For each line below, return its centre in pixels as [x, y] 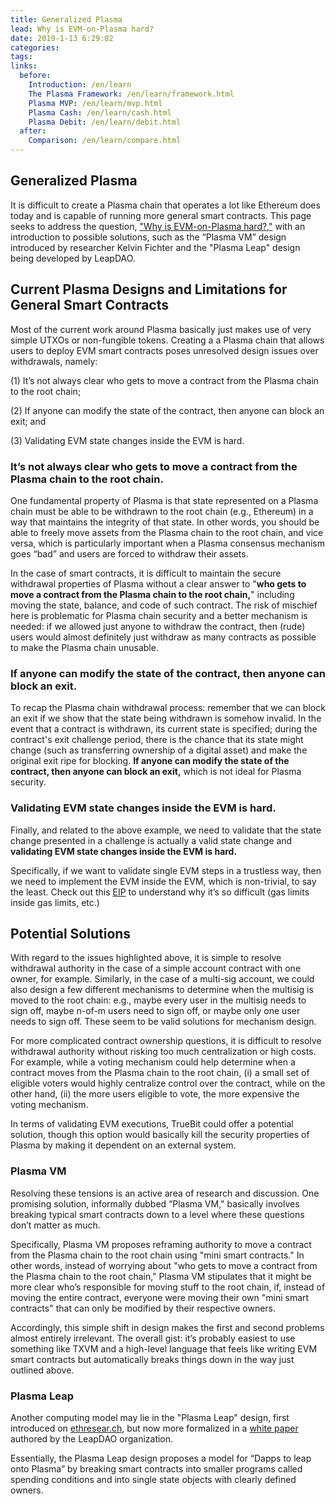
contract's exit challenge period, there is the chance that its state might [157, 740]
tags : [21, 57]
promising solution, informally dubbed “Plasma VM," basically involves [155, 1203]
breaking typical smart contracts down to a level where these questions [157, 1214]
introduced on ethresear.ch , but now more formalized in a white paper [154, 1428]
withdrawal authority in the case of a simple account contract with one [156, 968]
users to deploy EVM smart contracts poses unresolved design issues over [164, 350]
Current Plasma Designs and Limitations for [149, 289]
